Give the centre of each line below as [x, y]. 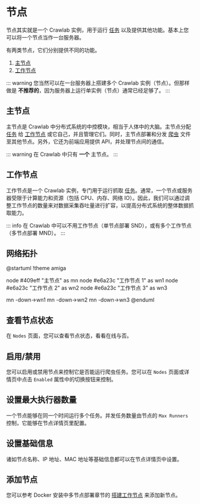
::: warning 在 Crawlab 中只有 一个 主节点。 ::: [62, 154]
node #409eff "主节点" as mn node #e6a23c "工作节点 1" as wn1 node [92, 281]
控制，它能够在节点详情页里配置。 [48, 423]
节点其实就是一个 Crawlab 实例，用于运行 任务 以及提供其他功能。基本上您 [98, 30]
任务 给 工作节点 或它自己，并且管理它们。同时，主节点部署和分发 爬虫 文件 [99, 134]
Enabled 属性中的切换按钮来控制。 [75, 379]
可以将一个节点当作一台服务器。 [45, 37]
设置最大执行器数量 [41, 400]
